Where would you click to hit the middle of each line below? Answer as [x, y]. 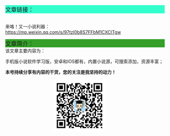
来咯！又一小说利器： [27, 26]
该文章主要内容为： [25, 51]
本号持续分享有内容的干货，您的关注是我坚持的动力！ [61, 72]
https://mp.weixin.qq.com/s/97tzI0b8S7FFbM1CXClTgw [63, 32]
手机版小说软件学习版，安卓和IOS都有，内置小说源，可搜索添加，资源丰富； [84, 61]
